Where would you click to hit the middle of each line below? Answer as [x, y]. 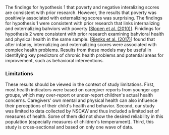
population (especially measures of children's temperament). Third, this [79, 122]
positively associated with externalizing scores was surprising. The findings [84, 18]
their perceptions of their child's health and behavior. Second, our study [80, 106]
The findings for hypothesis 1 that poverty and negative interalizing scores [82, 7]
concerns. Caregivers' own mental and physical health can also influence [81, 100]
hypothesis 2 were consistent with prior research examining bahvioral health [84, 34]
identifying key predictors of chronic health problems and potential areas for [84, 55]
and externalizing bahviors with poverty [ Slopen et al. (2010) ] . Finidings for [83, 29]
